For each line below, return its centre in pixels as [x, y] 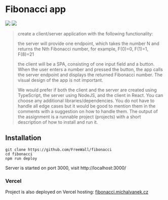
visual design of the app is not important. [60, 80]
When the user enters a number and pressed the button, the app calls [90, 69]
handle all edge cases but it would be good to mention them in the [87, 106]
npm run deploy [21, 158]
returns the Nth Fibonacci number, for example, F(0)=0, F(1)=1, [83, 48]
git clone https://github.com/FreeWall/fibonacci [59, 149]
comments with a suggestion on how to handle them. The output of [88, 111]
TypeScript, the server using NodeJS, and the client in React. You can [90, 95]
